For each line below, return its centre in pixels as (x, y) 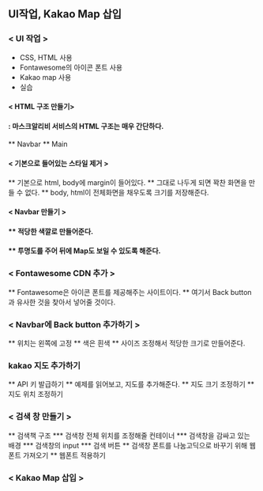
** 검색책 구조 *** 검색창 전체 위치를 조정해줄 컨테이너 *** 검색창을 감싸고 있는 (129, 435)
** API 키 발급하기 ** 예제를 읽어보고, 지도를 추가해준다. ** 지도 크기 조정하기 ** (131, 384)
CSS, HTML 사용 (46, 57)
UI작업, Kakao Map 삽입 (65, 14)
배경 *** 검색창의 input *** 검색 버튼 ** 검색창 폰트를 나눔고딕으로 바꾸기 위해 (128, 445)
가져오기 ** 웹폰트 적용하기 (64, 455)
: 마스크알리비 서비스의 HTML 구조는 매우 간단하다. (86, 126)
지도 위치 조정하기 (36, 395)
